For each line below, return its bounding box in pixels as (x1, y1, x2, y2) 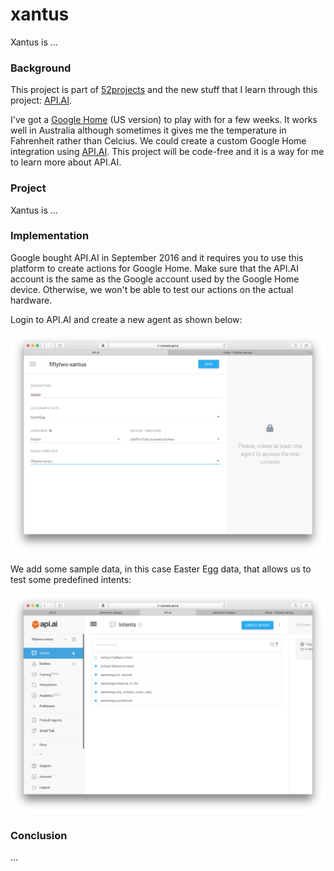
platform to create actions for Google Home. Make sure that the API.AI (10, 262, 299, 274)
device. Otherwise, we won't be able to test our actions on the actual (10, 283, 294, 295)
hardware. (10, 294, 53, 306)
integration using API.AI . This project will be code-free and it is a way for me (10, 146, 325, 158)
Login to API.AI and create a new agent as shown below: (10, 313, 243, 325)
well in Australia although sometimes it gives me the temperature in (10, 124, 287, 137)
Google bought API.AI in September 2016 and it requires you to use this (10, 251, 304, 263)
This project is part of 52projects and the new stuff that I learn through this (10, 84, 318, 96)
